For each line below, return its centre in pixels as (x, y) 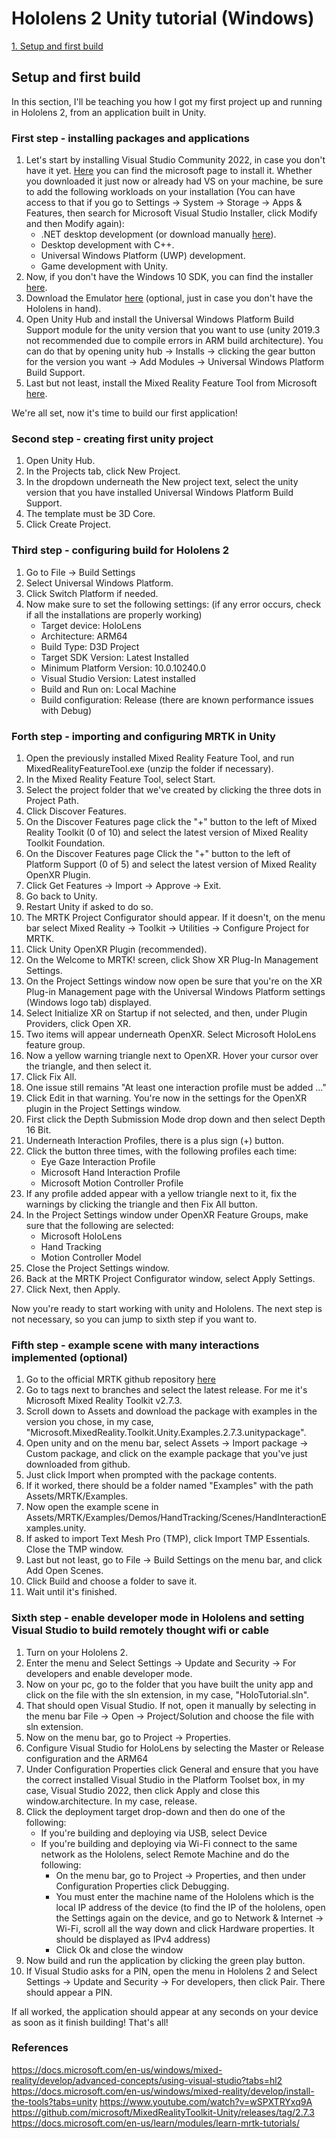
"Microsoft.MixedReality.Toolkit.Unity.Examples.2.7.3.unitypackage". (166, 1433)
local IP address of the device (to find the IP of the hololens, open (190, 1907)
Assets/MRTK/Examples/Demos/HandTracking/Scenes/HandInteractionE (176, 1518)
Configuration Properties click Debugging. (142, 1886)
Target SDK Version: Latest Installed (114, 657)
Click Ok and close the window (119, 1949)
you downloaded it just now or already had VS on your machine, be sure (174, 181)
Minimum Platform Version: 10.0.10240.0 (123, 668)
